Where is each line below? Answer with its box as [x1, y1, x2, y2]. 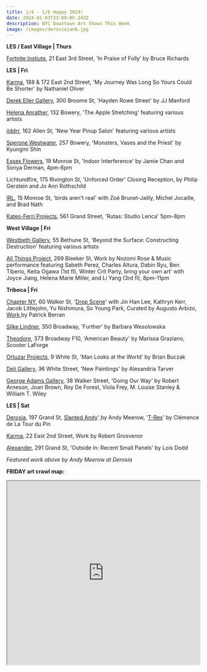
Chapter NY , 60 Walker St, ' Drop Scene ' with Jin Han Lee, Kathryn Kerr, [6, 298, 187, 305]
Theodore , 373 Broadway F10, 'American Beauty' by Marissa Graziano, [6, 335, 185, 342]
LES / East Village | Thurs [6, 43, 72, 50]
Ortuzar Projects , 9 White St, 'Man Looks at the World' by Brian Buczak [6, 353, 186, 361]
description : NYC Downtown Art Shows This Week [6, 20, 130, 26]
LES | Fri [6, 67, 28, 74]
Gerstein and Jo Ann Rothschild [6, 182, 86, 190]
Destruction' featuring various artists [6, 243, 99, 250]
